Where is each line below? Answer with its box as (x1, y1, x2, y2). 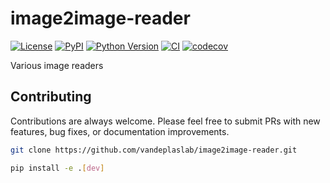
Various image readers (10, 59, 104, 71)
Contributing (10, 88, 92, 106)
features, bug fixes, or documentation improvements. (10, 125, 230, 137)
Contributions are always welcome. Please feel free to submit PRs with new (10, 115, 321, 127)
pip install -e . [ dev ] (10, 163, 105, 173)
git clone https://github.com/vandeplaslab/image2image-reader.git (10, 145, 298, 155)
